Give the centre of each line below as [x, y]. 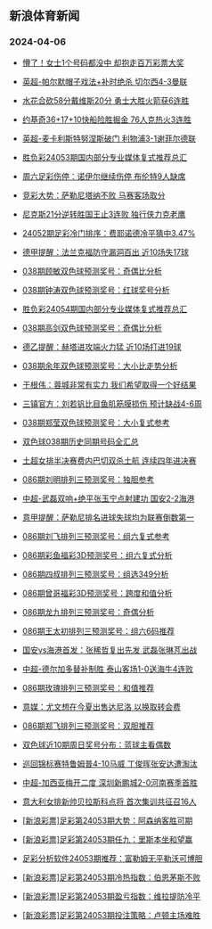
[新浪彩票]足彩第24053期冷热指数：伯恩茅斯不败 [111, 877]
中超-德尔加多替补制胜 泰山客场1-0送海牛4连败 [108, 669]
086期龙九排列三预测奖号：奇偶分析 [88, 612]
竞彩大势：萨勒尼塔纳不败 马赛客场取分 [94, 195]
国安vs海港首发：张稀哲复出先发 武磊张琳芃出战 [110, 650]
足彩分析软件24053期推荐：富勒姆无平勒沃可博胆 [112, 858]
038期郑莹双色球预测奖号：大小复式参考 [96, 423]
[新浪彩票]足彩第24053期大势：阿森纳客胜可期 [107, 820]
